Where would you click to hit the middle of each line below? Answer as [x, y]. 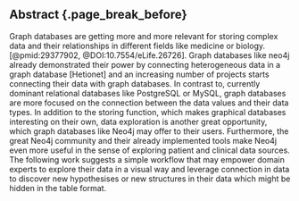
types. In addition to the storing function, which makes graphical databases [148, 112]
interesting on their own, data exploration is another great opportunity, [138, 121]
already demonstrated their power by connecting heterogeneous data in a [145, 64]
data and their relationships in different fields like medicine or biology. [137, 46]
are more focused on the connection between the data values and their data [149, 103]
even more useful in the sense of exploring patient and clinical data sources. [149, 150]
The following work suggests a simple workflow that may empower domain [147, 159]
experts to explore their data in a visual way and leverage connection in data [149, 169]
